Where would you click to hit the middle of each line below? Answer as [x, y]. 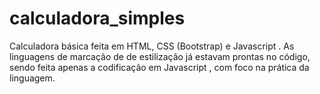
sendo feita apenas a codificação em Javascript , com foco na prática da [159, 67]
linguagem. [32, 78]
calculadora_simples [97, 18]
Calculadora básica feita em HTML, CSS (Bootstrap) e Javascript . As [152, 46]
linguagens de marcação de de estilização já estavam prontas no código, [160, 56]
